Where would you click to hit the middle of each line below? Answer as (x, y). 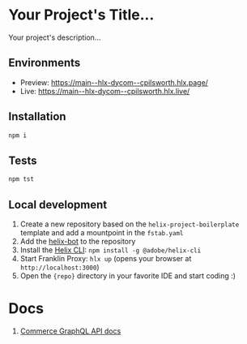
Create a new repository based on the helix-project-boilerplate (130, 224)
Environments (45, 63)
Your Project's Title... (81, 15)
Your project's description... (55, 37)
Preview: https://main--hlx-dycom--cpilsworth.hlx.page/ (114, 82)
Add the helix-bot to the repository (78, 241)
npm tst (21, 179)
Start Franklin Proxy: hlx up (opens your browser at (106, 258)
